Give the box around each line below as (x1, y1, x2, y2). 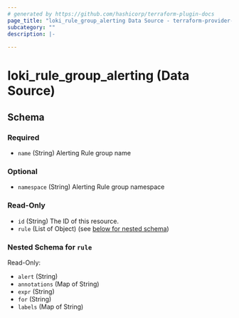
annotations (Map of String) (17, 279, 100, 288)
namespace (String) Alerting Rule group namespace (17, 183, 165, 191)
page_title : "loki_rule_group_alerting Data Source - (7, 17, 171, 24)
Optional (7, 166, 38, 176)
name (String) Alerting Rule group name (17, 149, 132, 157)
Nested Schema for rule (7, 242, 92, 252)
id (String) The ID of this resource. (17, 217, 119, 225)
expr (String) (17, 287, 55, 296)
